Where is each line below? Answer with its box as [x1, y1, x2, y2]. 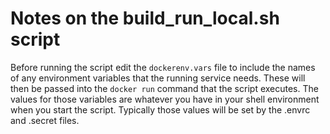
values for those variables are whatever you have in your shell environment [10, 93, 320, 105]
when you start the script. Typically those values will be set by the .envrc [10, 103, 311, 116]
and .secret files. [10, 114, 80, 126]
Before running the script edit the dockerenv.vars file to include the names [10, 61, 316, 73]
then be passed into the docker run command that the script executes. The [10, 82, 319, 94]
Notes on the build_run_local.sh [10, 7, 280, 30]
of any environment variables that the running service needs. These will [10, 72, 306, 84]
